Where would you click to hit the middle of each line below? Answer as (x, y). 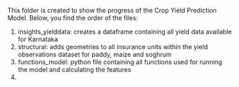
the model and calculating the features (75, 70)
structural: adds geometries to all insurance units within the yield (113, 47)
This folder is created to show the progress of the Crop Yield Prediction (112, 10)
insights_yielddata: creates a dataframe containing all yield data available (124, 32)
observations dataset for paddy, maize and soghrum (95, 54)
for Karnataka (38, 39)
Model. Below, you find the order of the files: (73, 18)
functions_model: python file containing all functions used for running (120, 62)
